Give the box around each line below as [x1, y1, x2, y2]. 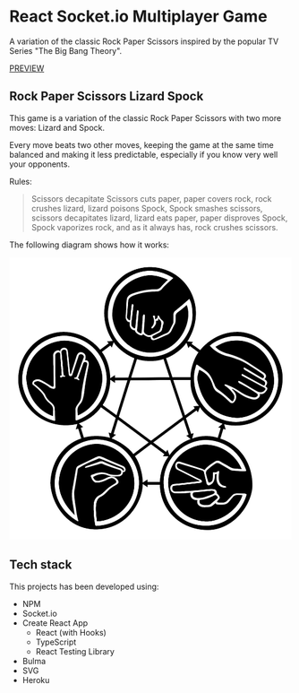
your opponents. [9, 159, 70, 169]
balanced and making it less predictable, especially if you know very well [9, 149, 278, 160]
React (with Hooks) [35, 627, 107, 637]
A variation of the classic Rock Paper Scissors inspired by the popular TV [9, 36, 279, 47]
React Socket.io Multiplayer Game [9, 6, 268, 27]
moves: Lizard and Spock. [9, 122, 106, 133]
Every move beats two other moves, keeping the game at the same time [9, 139, 275, 150]
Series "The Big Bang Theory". [9, 45, 123, 56]
